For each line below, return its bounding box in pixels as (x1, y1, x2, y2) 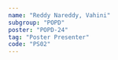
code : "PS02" (8, 41, 51, 48)
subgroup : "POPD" (8, 19, 65, 26)
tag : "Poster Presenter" (8, 33, 90, 41)
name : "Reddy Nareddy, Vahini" (8, 11, 111, 19)
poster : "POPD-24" (8, 26, 68, 34)
